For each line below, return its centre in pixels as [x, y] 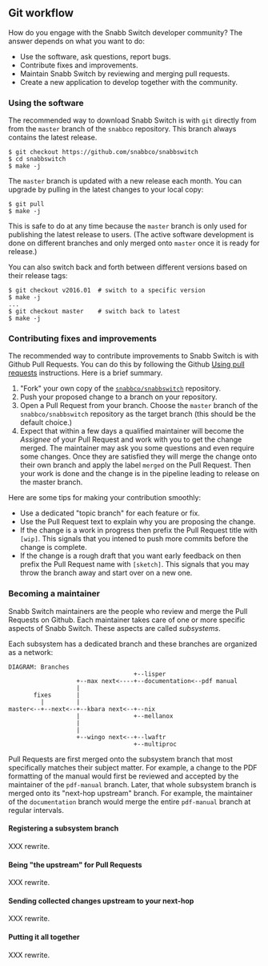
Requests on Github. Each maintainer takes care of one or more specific [127, 620]
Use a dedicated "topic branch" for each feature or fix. [110, 513]
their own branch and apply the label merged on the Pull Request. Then [135, 465]
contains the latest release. [53, 137]
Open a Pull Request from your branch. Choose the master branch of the [139, 406]
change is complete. [54, 548]
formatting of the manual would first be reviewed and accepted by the [124, 776]
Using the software [46, 103]
